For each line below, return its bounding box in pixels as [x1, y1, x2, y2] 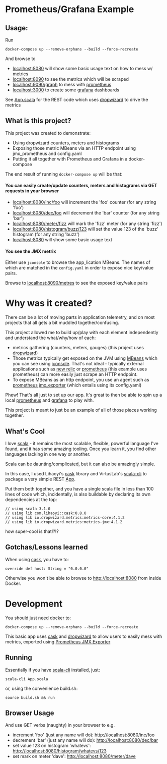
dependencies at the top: [5, 496, 57, 503]
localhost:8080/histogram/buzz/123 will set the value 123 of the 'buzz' [12, 226, 158, 232]
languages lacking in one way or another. [5, 451, 91, 457]
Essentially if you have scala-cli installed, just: [5, 667, 100, 673]
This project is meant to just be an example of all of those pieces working [5, 407, 157, 413]
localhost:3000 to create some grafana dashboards [12, 87, 120, 93]
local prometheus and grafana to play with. [5, 397, 94, 403]
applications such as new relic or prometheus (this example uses [12, 366, 147, 372]
